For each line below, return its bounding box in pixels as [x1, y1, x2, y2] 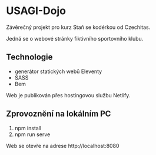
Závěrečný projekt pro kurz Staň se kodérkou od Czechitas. [6, 24, 151, 31]
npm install [14, 124, 42, 131]
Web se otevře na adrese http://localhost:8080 [6, 142, 120, 149]
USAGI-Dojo [6, 4, 67, 18]
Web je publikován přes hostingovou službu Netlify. [6, 91, 131, 98]
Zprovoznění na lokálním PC [6, 109, 111, 119]
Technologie [6, 52, 53, 62]
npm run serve [14, 131, 51, 138]
